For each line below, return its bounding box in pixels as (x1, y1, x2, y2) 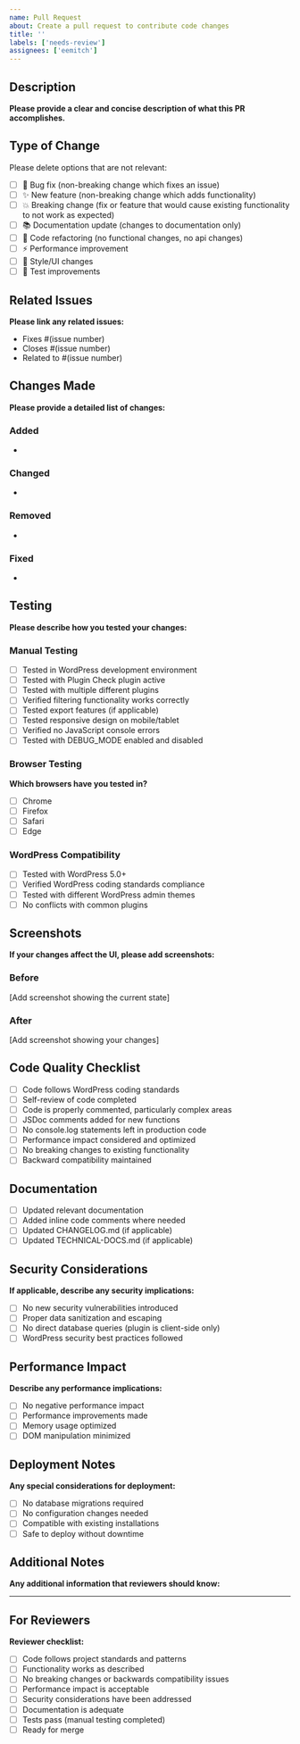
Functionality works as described (21, 1664, 145, 1674)
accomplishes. (9, 113, 65, 123)
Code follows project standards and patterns (21, 1654, 187, 1665)
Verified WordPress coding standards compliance (21, 879, 205, 889)
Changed (9, 466, 51, 479)
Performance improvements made (21, 1410, 148, 1421)
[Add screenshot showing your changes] (9, 1035, 160, 1046)
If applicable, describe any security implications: (9, 1285, 195, 1296)
